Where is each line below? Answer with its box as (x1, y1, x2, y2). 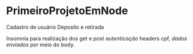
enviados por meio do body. (6, 41, 75, 48)
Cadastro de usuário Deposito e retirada (6, 23, 105, 31)
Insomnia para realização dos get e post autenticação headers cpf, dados (6, 35, 188, 42)
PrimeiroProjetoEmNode (6, 4, 128, 18)
